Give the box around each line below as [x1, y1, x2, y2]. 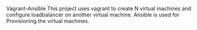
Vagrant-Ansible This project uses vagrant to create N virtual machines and [6, 5, 192, 12]
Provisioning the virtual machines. [6, 18, 90, 24]
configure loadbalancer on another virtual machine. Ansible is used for [6, 11, 180, 18]
